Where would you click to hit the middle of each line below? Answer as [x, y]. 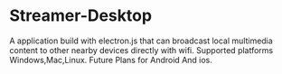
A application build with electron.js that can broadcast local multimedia [141, 41]
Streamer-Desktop [80, 16]
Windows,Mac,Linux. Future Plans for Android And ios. [111, 60]
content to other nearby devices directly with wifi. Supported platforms [141, 50]
